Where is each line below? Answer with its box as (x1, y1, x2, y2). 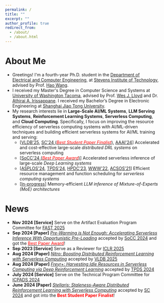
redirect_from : (5, 25, 36, 30)
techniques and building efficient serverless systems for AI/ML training (12, 129, 155, 135)
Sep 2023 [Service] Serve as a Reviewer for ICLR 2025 (12, 245, 124, 251)
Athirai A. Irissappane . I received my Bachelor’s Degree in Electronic (12, 97, 149, 103)
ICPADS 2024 (12, 277, 40, 282)
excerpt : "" (5, 16, 29, 21)
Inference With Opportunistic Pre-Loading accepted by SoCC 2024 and (12, 235, 157, 241)
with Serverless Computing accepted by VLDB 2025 (12, 256, 117, 262)
